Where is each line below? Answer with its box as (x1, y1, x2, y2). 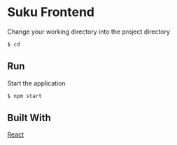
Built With (7, 111, 51, 123)
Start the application (7, 78, 66, 88)
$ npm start (7, 92, 42, 99)
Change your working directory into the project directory (7, 27, 170, 36)
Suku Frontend (7, 4, 95, 20)
